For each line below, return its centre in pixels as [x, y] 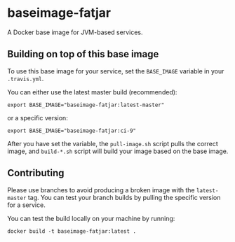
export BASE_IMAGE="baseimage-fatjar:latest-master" [86, 105]
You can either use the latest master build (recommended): [92, 92]
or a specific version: [38, 118]
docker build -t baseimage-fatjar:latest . [72, 231]
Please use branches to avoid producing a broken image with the [101, 190]
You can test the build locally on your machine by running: [91, 218]
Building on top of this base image [83, 54]
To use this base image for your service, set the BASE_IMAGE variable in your [116, 71]
